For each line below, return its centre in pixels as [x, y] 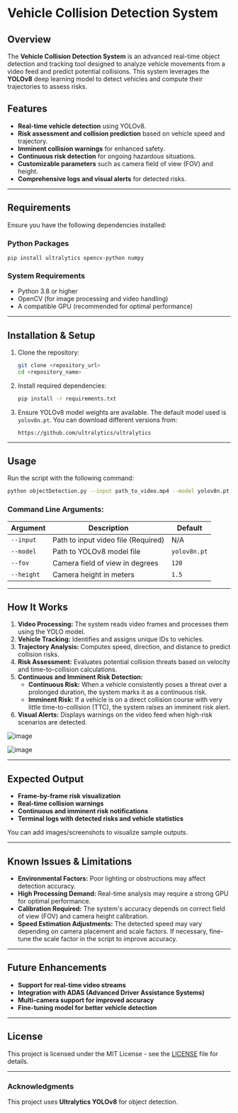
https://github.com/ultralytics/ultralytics [84, 433]
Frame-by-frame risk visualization [69, 796]
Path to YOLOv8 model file [97, 551]
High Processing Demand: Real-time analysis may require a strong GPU [123, 894]
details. [18, 1061]
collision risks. [39, 654]
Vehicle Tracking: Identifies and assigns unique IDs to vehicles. [110, 639]
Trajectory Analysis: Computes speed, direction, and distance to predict [124, 647]
